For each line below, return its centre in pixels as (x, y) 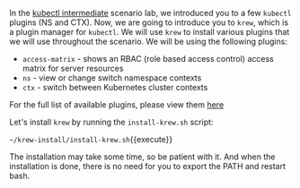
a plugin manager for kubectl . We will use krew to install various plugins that (150, 32)
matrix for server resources (73, 68)
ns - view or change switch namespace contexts (112, 78)
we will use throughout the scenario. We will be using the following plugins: (148, 41)
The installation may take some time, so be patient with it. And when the (142, 157)
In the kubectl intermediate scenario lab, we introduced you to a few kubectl (150, 13)
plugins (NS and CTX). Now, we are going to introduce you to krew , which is (149, 22)
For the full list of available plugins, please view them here (117, 105)
